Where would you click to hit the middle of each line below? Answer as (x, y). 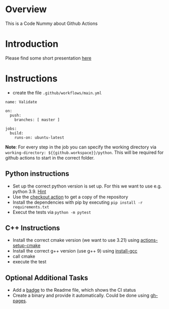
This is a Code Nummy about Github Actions (51, 23)
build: (17, 133)
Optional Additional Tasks (47, 278)
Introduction (32, 44)
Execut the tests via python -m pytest (52, 212)
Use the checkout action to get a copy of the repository (70, 197)
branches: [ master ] (37, 120)
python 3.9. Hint (29, 191)
